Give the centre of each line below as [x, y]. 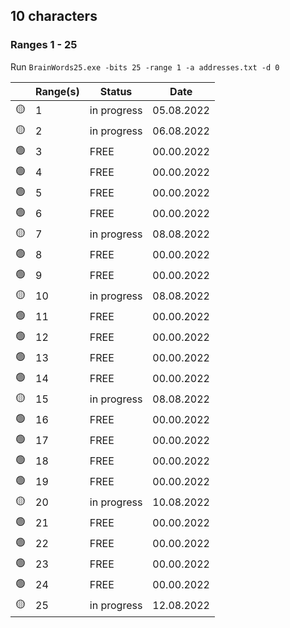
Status [116, 91]
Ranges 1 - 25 [44, 45]
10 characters [54, 16]
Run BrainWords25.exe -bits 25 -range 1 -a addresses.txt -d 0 [145, 66]
